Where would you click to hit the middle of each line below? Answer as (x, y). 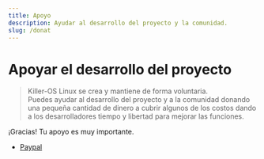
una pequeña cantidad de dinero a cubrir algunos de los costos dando (142, 108)
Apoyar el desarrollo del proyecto (120, 69)
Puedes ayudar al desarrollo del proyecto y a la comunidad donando (139, 100)
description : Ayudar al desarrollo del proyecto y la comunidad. (118, 23)
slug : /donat (30, 30)
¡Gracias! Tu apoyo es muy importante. (71, 132)
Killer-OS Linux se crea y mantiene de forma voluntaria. (117, 91)
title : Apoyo (30, 15)
